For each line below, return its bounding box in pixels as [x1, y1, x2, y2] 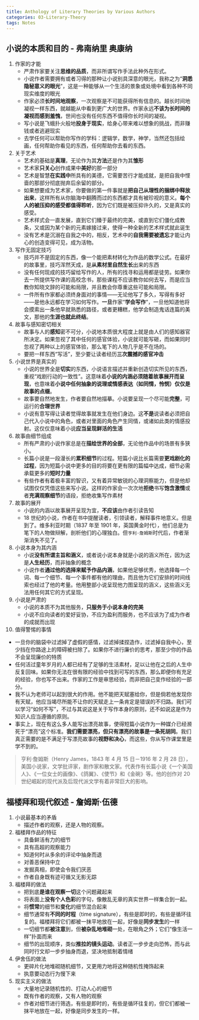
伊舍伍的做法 [14, 955, 46, 962]
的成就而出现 [23, 619, 55, 626]
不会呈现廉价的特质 [14, 653, 62, 661]
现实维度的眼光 [23, 90, 61, 97]
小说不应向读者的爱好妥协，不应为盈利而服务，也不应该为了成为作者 [23, 611, 191, 618]
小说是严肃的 [14, 596, 46, 603]
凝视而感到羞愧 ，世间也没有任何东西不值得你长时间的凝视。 [23, 113, 170, 120]
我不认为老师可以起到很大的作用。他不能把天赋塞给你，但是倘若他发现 [14, 691, 187, 698]
